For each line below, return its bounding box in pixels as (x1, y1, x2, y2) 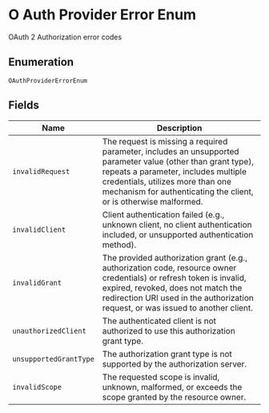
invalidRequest (12, 167, 70, 176)
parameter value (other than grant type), (102, 156, 255, 167)
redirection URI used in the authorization (102, 292, 254, 303)
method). (102, 239, 137, 250)
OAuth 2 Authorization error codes (8, 32, 122, 42)
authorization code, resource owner (102, 262, 237, 273)
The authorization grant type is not (102, 348, 232, 359)
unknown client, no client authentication (102, 219, 252, 230)
